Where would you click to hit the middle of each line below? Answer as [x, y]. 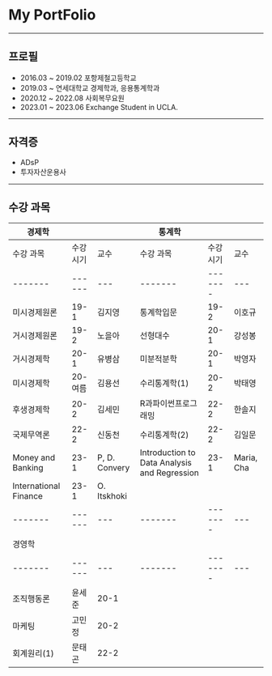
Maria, [246, 457]
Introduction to [168, 453]
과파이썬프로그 [171, 404]
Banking [28, 468]
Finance [28, 496]
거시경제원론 [35, 336]
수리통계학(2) [164, 435]
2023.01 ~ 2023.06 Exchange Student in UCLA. [99, 107]
